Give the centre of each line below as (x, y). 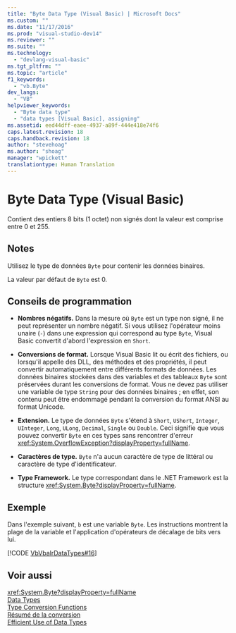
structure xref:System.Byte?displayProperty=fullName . (97, 485)
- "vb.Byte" (31, 86)
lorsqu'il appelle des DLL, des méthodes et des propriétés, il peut (112, 362)
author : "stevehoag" (38, 145)
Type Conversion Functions (47, 607)
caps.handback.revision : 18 (49, 138)
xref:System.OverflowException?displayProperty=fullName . (104, 443)
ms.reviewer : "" (31, 40)
